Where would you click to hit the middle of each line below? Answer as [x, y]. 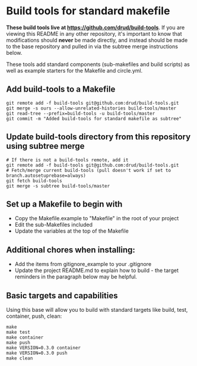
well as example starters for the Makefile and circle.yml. [74, 70]
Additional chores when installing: [71, 250]
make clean [20, 358]
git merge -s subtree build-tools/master [58, 186]
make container [25, 337]
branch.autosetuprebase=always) [46, 176]
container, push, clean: [34, 316]
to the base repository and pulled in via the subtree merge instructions [92, 46]
